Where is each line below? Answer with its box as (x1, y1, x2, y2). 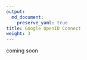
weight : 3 (6, 31, 31, 37)
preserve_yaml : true (17, 20, 68, 26)
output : (6, 8, 26, 15)
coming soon (6, 47, 39, 54)
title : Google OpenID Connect (6, 25, 82, 31)
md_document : (11, 14, 44, 20)
